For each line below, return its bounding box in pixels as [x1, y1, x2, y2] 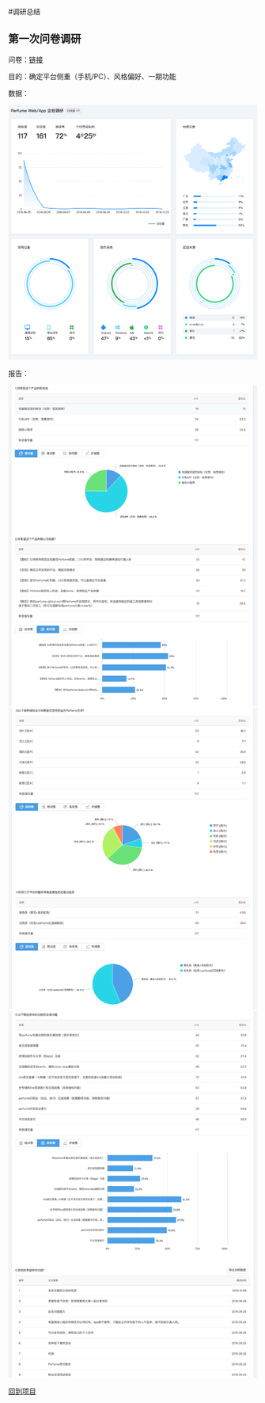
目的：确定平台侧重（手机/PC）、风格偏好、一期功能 [8, 71, 176, 81]
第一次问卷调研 [8, 32, 81, 46]
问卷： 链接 [8, 55, 44, 64]
